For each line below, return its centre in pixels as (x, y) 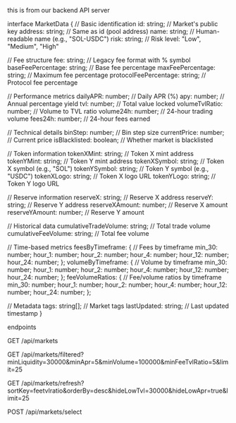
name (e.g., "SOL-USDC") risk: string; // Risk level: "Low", (118, 39)
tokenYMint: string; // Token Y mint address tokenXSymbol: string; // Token (116, 161)
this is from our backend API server (59, 10)
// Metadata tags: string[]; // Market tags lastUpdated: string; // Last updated (118, 306)
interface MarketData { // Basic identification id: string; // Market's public (113, 24)
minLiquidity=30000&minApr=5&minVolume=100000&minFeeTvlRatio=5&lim (118, 362)
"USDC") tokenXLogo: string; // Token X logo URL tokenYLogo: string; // (112, 176)
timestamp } (25, 313)
